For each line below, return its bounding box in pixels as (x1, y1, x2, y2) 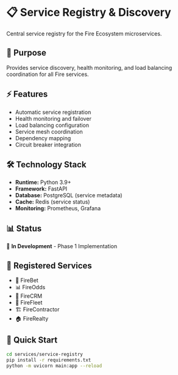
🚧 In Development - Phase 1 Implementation (6, 243, 118, 250)
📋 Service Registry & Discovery (6, 6, 172, 20)
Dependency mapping (15, 134, 71, 142)
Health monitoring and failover (15, 115, 91, 122)
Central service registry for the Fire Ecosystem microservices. (6, 29, 162, 37)
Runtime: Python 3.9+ (15, 179, 71, 186)
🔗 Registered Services (6, 260, 93, 271)
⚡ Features (6, 89, 48, 99)
